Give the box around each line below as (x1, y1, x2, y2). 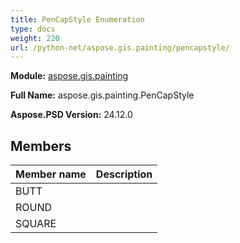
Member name (15, 167, 87, 181)
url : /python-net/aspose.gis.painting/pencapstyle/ (10, 42, 230, 53)
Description (95, 167, 153, 181)
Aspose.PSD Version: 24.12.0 (10, 109, 133, 121)
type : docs (10, 24, 56, 34)
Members (10, 137, 72, 155)
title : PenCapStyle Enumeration (10, 14, 145, 25)
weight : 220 (10, 33, 60, 43)
